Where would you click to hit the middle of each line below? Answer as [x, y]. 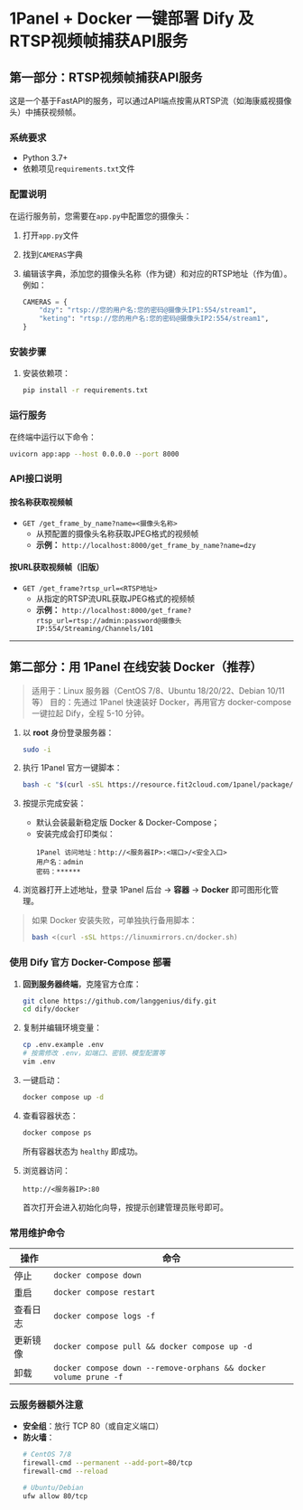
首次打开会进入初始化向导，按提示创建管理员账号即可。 [125, 1207]
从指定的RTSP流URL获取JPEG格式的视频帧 [115, 599]
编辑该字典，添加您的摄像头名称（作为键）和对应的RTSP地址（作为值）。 [157, 273]
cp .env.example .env [63, 1045]
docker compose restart [105, 1292]
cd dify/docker [51, 1009]
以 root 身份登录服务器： [68, 732]
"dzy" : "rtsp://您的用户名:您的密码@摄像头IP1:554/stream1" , [148, 310]
